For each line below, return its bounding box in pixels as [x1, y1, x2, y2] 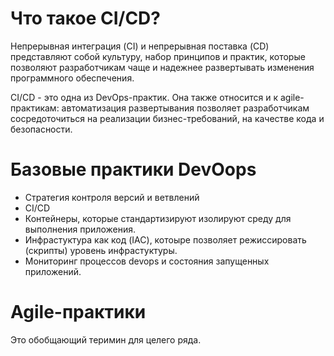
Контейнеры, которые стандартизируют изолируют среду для [24, 212, 292, 224]
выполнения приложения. [24, 223, 137, 235]
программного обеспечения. [10, 72, 135, 84]
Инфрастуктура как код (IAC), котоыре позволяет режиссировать [24, 233, 307, 246]
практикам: [10, 102, 60, 114]
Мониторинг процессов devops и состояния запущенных [24, 255, 270, 267]
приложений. [24, 265, 82, 277]
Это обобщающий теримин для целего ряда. [10, 333, 202, 346]
